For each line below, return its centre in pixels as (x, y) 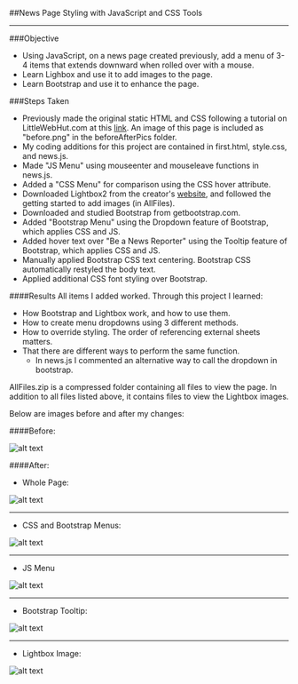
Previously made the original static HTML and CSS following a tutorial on (155, 118)
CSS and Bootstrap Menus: (71, 525)
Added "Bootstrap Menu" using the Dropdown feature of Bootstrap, (145, 222)
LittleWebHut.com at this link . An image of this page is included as (143, 127)
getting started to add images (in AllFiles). (98, 203)
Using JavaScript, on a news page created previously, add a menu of (148, 56)
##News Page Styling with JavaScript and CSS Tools (106, 13)
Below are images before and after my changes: (97, 414)
